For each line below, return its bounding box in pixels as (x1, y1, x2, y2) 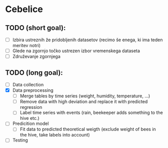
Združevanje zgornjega (12, 54, 61, 60)
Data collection (12, 82, 44, 87)
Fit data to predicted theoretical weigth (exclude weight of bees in (20, 126, 156, 132)
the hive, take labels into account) (20, 132, 90, 138)
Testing (12, 137, 29, 143)
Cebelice (5, 4, 44, 15)
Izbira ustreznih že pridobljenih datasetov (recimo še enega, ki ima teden (12, 37, 163, 43)
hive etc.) (20, 115, 40, 121)
